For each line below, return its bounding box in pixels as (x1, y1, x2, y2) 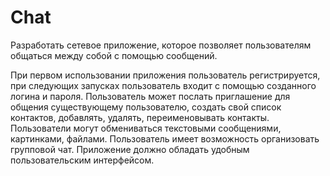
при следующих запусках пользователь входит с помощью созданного (10, 79, 317, 91)
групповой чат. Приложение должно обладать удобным (10, 143, 250, 155)
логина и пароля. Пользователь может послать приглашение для (10, 90, 291, 102)
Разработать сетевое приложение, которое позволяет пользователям (10, 39, 312, 51)
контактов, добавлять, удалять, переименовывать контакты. (10, 111, 270, 123)
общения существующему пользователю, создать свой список (10, 101, 282, 113)
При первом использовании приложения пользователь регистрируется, (10, 69, 321, 81)
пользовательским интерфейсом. (10, 154, 155, 166)
